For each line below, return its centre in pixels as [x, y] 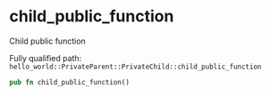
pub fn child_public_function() [69, 82]
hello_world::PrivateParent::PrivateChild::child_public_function [135, 67]
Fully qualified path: [46, 58]
